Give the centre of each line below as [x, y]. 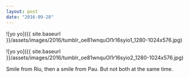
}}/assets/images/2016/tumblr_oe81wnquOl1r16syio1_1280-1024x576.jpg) [94, 40]
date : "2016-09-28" [30, 17]
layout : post [22, 11]
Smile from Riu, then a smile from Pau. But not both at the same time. [90, 69]
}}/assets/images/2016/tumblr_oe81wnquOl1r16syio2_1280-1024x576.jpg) [95, 57]
